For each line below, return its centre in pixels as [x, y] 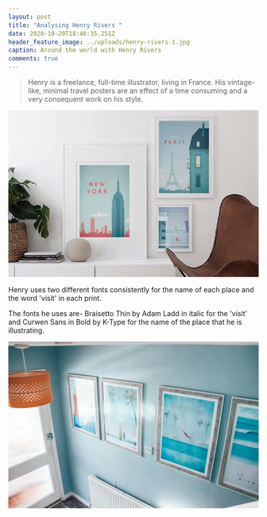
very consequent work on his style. [85, 99]
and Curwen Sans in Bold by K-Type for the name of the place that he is [125, 322]
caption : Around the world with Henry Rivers [85, 50]
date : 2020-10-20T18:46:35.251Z [62, 33]
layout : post [30, 17]
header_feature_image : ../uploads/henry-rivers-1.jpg [99, 42]
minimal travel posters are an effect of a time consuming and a [145, 91]
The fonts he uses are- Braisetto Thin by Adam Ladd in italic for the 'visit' [128, 313]
